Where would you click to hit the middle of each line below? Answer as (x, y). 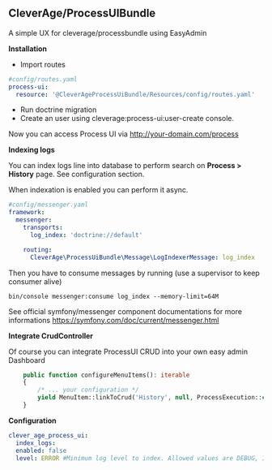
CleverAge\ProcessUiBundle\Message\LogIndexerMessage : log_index (142, 257)
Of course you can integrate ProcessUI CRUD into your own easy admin (128, 351)
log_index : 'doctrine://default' (86, 235)
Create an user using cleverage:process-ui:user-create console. (127, 119)
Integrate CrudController (51, 335)
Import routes (43, 64)
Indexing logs (32, 150)
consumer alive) (35, 281)
